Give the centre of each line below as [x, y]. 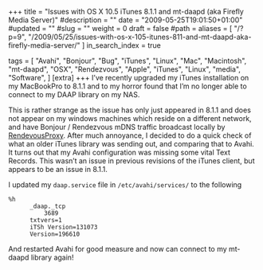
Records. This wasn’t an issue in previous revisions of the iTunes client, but [131, 161]
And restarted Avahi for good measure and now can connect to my [118, 249]
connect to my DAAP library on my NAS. [74, 94]
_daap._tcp [47, 206]
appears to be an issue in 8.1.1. [58, 169]
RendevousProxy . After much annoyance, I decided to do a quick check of [130, 135]
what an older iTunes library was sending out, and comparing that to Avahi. [131, 144]
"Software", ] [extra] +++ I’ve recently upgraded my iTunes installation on [129, 78]
